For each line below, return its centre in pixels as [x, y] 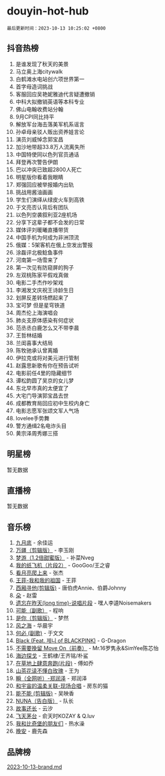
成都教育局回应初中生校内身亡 [52, 403]
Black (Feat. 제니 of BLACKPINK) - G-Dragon [70, 641]
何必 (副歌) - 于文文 [39, 633]
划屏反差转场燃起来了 [42, 297]
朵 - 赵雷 [26, 596]
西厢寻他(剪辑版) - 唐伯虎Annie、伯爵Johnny [71, 588]
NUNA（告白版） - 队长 [45, 701]
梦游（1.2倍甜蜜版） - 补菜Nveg [55, 558]
